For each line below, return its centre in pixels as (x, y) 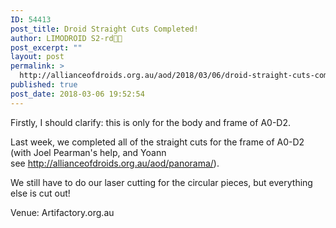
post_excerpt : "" (46, 47)
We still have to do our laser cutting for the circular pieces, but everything (161, 182)
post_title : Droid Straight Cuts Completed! (104, 29)
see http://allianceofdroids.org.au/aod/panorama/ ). (115, 163)
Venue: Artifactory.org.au (62, 212)
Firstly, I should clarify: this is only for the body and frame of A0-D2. (150, 122)
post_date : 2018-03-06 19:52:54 (77, 94)
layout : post (37, 57)
